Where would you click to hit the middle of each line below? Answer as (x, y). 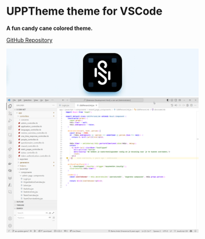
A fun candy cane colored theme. (49, 28)
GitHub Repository (30, 40)
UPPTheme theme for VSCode (85, 11)
